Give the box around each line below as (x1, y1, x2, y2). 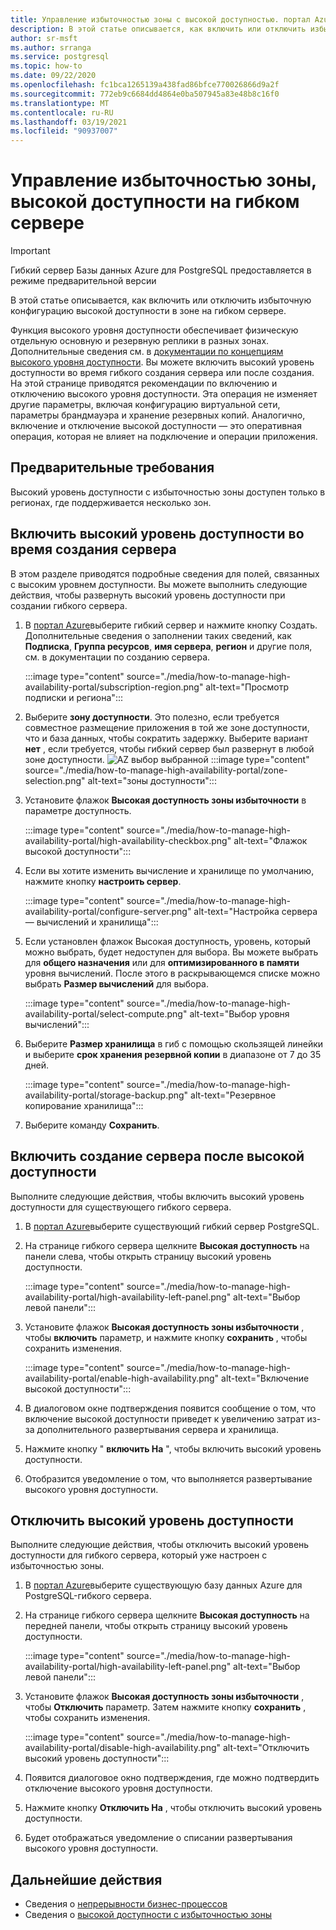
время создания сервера (10, 541, 177, 558)
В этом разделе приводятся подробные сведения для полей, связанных (10, 567, 320, 580)
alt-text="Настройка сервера (193, 905, 318, 917)
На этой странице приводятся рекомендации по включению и (10, 377, 278, 390)
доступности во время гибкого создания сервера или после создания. (10, 367, 315, 379)
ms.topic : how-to (10, 61, 83, 71)
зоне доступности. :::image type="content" (24, 753, 310, 765)
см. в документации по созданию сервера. (24, 651, 211, 663)
